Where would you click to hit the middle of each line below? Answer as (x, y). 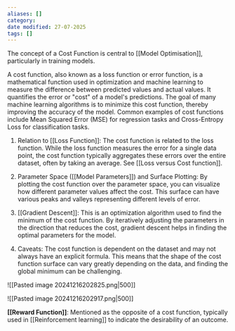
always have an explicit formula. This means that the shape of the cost (119, 256)
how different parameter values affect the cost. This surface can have (118, 192)
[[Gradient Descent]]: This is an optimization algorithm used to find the (120, 213)
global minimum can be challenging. (70, 271)
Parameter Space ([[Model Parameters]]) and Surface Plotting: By (113, 177)
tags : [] (20, 33)
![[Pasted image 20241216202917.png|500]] (70, 299)
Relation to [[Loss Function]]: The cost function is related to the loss (115, 141)
